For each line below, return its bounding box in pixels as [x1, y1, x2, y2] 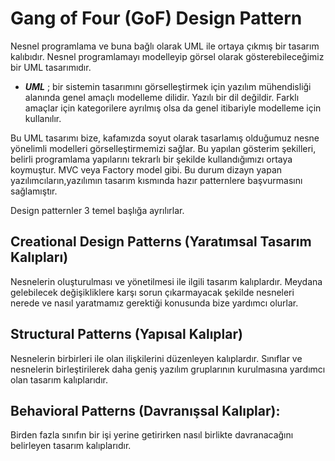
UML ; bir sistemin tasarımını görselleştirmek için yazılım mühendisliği [24, 80, 312, 92]
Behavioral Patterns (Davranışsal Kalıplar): [10, 402, 281, 419]
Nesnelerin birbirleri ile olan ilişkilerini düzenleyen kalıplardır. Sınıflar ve [10, 352, 303, 364]
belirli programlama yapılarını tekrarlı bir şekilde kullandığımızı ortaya [10, 153, 293, 165]
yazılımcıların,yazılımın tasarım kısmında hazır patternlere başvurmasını [10, 174, 303, 186]
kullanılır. [24, 112, 62, 124]
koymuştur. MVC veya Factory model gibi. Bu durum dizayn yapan [10, 163, 283, 176]
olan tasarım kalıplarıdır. [10, 373, 108, 386]
